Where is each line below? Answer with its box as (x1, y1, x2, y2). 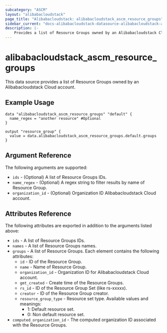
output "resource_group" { (5, 129, 61, 134)
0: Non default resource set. (27, 312, 85, 318)
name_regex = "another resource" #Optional (9, 116, 101, 121)
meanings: (19, 301, 41, 307)
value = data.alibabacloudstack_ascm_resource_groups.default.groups (9, 133, 157, 138)
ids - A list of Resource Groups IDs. (12, 238, 85, 244)
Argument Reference (5, 151, 72, 160)
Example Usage (5, 98, 55, 107)
